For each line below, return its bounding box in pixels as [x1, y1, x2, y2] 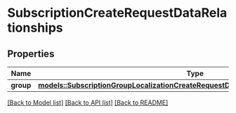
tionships [7, 20, 63, 36]
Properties [7, 48, 55, 60]
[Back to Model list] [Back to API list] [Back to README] [7, 98, 169, 107]
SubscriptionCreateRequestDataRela [7, 5, 228, 21]
